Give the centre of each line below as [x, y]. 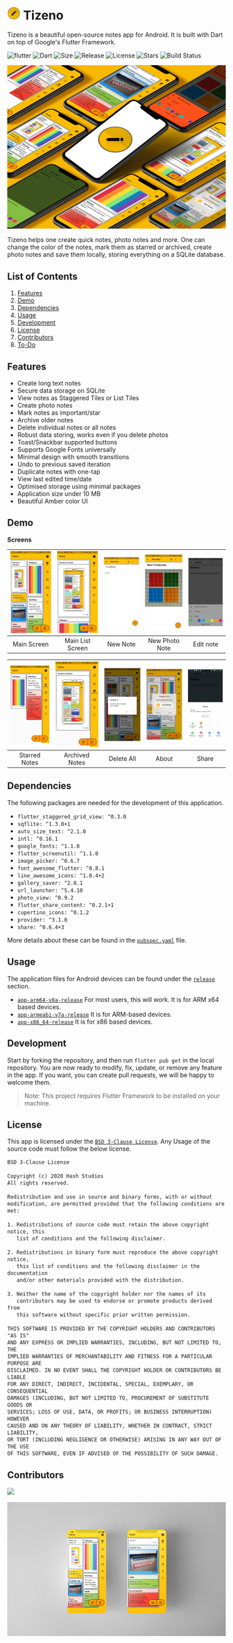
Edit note [206, 644]
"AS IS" [18, 1336]
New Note [122, 644]
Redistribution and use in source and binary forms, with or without [110, 1197]
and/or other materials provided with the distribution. [101, 1280]
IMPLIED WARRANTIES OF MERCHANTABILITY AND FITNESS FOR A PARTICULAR [110, 1357]
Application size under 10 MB [59, 494]
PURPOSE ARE [24, 1364]
